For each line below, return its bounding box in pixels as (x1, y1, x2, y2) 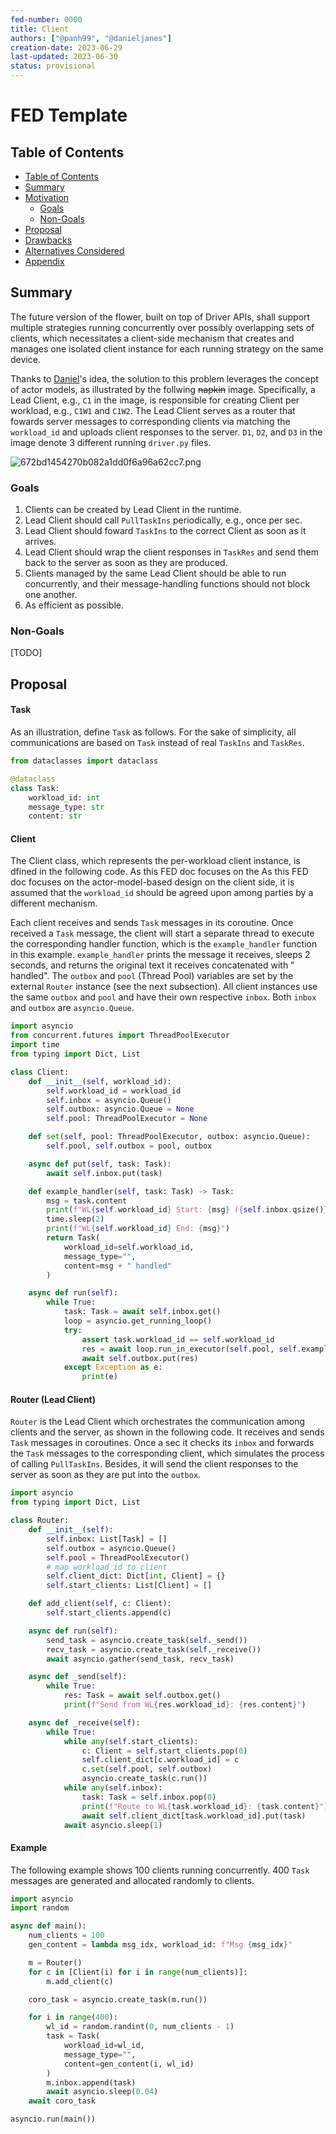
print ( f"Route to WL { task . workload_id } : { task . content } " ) (81, 1801, 329, 1811)
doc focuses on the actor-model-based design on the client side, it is (10, 876, 295, 888)
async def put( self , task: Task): (28, 1159, 172, 1169)
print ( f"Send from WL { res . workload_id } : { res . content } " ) (63, 1700, 307, 1710)
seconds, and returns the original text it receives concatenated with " (10, 959, 295, 971)
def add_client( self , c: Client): (28, 1599, 172, 1609)
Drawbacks (24, 234, 73, 246)
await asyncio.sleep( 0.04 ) (46, 2087, 159, 2097)
